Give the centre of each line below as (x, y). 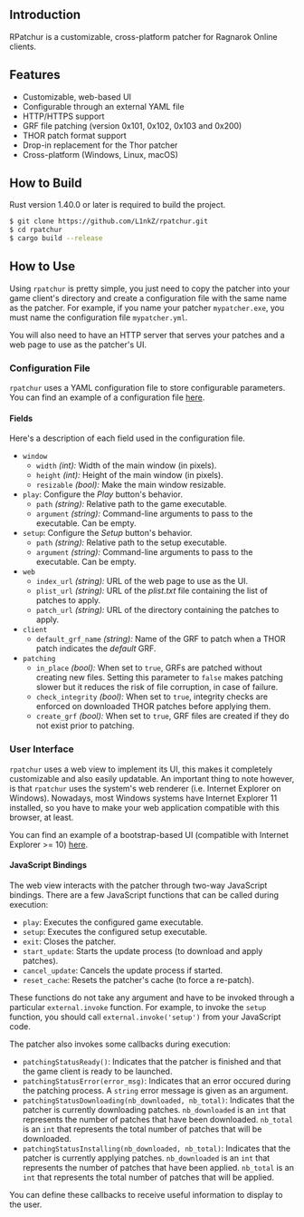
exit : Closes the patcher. (69, 941)
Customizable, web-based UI (77, 97)
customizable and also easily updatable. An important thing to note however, (152, 778)
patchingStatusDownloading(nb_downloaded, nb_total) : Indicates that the (158, 1100)
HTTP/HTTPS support (63, 116)
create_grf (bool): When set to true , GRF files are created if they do (162, 716)
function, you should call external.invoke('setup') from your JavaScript (145, 1017)
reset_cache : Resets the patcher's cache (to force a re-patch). (138, 979)
